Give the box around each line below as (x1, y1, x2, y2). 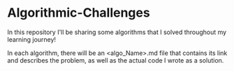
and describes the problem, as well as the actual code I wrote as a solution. (7, 56, 224, 64)
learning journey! (7, 35, 57, 43)
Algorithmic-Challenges (7, 5, 150, 21)
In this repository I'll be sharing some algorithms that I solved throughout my (7, 28, 227, 36)
